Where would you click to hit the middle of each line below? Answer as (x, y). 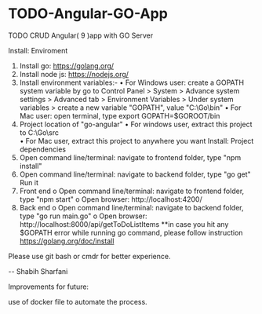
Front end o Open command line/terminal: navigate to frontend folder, (132, 191)
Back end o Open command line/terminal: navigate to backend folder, (131, 207)
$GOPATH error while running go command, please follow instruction (131, 232)
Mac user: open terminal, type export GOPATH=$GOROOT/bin (120, 115)
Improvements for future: (48, 287)
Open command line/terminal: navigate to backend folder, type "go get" (135, 174)
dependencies (43, 149)
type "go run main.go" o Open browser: (83, 216)
